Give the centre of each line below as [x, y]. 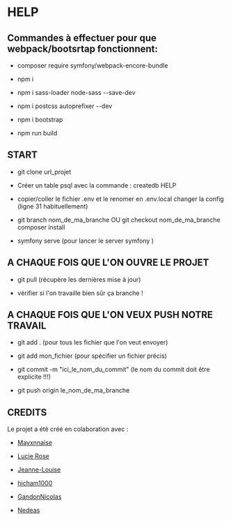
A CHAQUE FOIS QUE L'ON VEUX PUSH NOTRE [110, 315]
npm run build [37, 133]
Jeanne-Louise [39, 470]
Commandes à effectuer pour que [82, 38]
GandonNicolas [39, 497]
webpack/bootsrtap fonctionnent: [82, 48]
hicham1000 [35, 483]
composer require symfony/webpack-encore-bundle [93, 66]
